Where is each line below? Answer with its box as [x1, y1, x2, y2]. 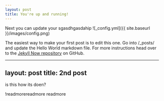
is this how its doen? [5, 81, 46, 88]
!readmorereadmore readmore [5, 91, 66, 97]
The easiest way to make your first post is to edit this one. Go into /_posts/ [5, 40, 155, 45]
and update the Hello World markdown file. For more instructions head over [5, 45, 157, 51]
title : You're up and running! [5, 12, 69, 17]
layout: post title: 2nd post [5, 69, 87, 77]
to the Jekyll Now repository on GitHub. [5, 50, 84, 56]
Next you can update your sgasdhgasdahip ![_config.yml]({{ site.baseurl [5, 25, 150, 31]
